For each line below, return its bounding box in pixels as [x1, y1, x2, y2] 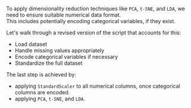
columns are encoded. [14, 89, 70, 96]
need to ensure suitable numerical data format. [6, 11, 121, 18]
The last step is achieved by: [6, 71, 76, 78]
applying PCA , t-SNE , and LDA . [14, 95, 85, 102]
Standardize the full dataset [14, 59, 83, 66]
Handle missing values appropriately [14, 47, 105, 54]
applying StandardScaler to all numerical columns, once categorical [14, 82, 180, 90]
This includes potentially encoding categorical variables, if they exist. [6, 18, 176, 24]
